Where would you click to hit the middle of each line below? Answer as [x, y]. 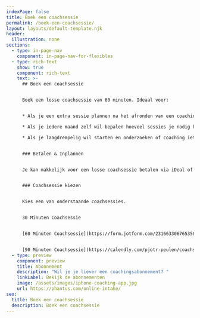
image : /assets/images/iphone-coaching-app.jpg [77, 283]
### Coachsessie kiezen [51, 186]
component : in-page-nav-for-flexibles [65, 56]
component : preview [41, 261]
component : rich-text [43, 73]
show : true [30, 67]
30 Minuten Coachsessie [51, 218]
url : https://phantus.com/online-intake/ [69, 289]
